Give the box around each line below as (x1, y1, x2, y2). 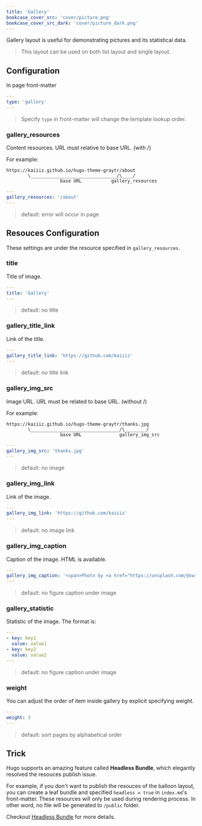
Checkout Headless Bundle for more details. (6, 813, 116, 821)
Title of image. (6, 272, 42, 280)
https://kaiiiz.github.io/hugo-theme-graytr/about (6, 167, 136, 174)
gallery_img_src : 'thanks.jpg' (6, 448, 85, 454)
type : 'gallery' (6, 99, 47, 105)
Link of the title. (6, 335, 45, 342)
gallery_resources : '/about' (6, 194, 79, 200)
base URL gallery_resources (60, 178, 158, 184)
